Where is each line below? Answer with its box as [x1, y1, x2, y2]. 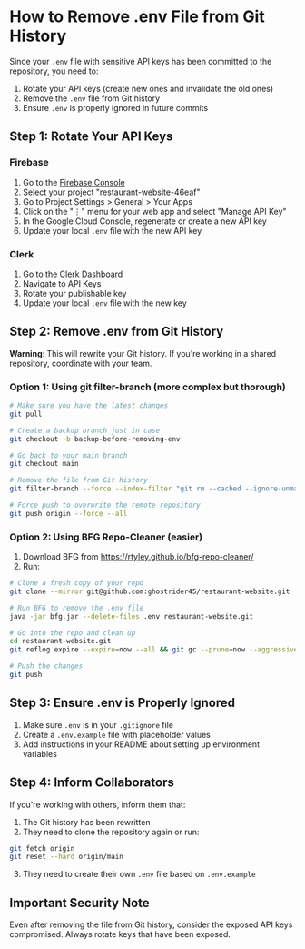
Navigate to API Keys [22, 278, 102, 288]
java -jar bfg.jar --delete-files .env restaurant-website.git [9, 611, 254, 621]
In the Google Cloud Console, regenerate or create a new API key [22, 216, 268, 227]
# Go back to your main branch [9, 450, 128, 460]
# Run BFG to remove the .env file [9, 603, 144, 612]
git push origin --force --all [9, 509, 128, 518]
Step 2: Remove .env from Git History [9, 324, 224, 339]
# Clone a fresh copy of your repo [9, 579, 144, 588]
